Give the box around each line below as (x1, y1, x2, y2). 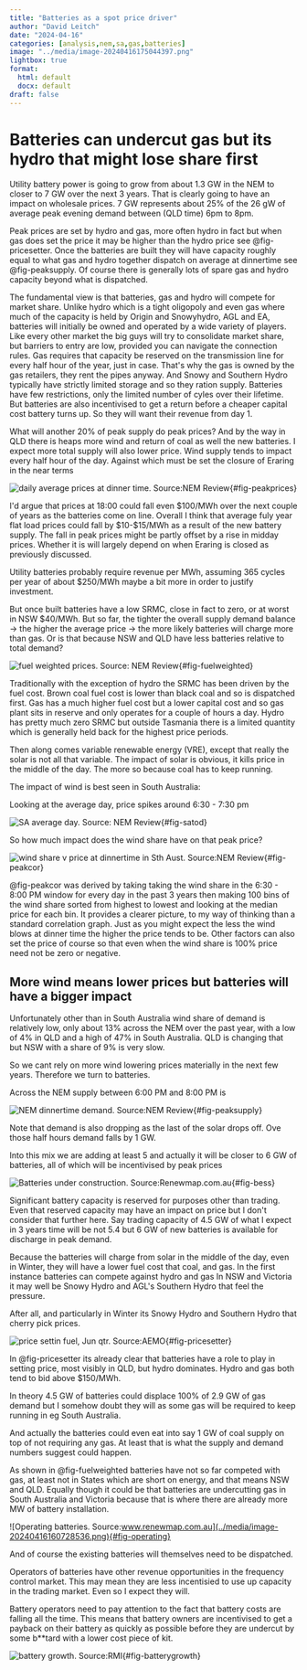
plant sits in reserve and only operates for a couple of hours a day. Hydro (9, 707, 285, 718)
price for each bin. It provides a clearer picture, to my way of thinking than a (9, 909, 295, 920)
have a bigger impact (9, 988, 132, 1004)
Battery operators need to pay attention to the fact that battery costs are (9, 1603, 281, 1614)
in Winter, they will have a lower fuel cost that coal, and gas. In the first (9, 1261, 276, 1272)
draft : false (9, 90, 59, 99)
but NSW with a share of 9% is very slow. (9, 1042, 165, 1053)
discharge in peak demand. (9, 1234, 112, 1245)
